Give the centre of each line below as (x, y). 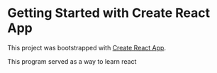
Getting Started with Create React (109, 13)
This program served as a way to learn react (72, 61)
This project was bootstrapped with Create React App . (87, 47)
